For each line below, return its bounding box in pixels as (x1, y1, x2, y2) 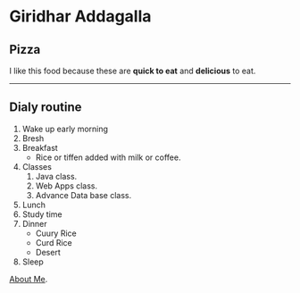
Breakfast (21, 142, 58, 153)
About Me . (9, 273, 48, 284)
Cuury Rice (35, 228, 78, 239)
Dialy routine (9, 100, 82, 115)
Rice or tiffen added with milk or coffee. (35, 152, 181, 163)
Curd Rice (35, 237, 73, 247)
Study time (21, 208, 62, 220)
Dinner (21, 218, 47, 229)
